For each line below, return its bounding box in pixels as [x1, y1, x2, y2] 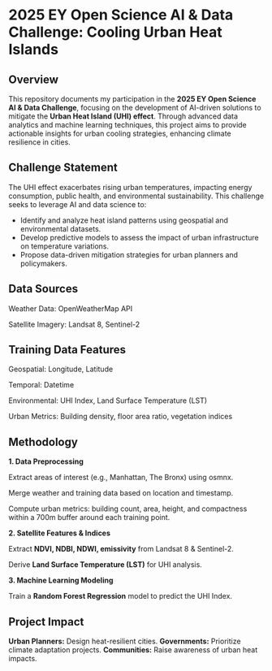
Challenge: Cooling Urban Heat [8, 23, 222, 41]
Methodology [8, 435, 79, 448]
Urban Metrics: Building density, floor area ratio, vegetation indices [8, 412, 233, 422]
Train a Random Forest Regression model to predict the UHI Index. [8, 591, 233, 601]
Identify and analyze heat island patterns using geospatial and [19, 215, 229, 225]
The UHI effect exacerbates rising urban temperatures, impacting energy [8, 182, 253, 192]
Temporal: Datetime [8, 380, 75, 390]
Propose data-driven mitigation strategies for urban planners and [19, 249, 238, 259]
